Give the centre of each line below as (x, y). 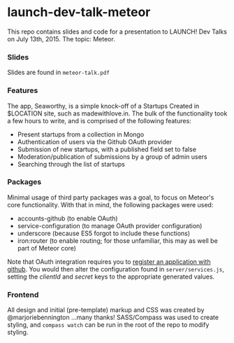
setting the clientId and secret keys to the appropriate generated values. (111, 276)
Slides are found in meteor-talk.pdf (59, 72)
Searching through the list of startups (71, 164)
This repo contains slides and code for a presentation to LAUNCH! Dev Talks (117, 31)
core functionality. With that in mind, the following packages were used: (110, 204)
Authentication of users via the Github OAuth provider (95, 141)
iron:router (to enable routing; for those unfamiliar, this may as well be (117, 240)
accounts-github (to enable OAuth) (67, 218)
